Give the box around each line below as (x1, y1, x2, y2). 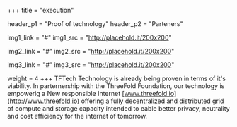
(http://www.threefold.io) (7, 97, 80, 105)
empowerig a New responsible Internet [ (7, 90, 125, 97)
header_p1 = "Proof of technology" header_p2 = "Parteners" (7, 20, 183, 28)
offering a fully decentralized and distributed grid (81, 97, 224, 105)
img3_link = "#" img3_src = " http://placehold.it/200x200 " (7, 61, 175, 69)
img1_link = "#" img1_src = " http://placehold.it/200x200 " (7, 33, 172, 42)
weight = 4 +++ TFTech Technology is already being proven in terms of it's (7, 74, 226, 83)
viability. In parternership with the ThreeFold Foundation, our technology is (7, 82, 225, 90)
